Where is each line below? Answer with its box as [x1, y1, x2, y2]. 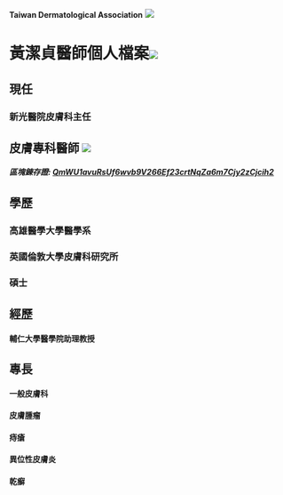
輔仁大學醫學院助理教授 [9, 333, 95, 344]
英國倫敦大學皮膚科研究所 [9, 250, 119, 262]
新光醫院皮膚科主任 [9, 110, 91, 123]
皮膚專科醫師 [9, 140, 80, 156]
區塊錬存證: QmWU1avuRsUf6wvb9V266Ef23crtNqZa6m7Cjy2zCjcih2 [9, 167, 275, 178]
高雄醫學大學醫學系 [9, 224, 91, 236]
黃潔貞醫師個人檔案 [9, 44, 150, 64]
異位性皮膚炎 [9, 454, 56, 465]
